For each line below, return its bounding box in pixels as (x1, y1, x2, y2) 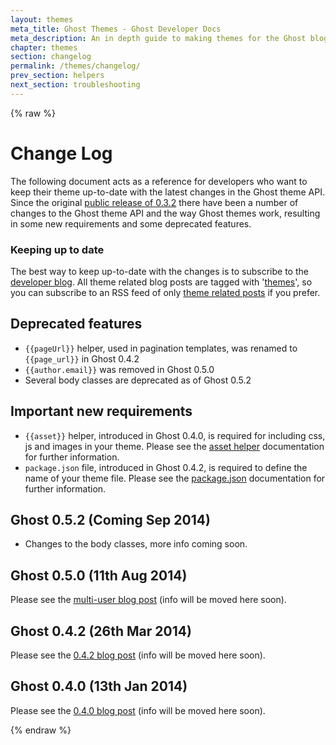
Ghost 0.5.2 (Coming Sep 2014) (10, 512, 211, 528)
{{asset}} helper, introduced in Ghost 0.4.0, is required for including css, (24, 429, 326, 441)
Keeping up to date (10, 242, 105, 256)
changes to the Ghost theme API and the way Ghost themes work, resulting (10, 207, 321, 219)
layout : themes (10, 14, 74, 25)
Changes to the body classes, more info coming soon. (24, 538, 248, 550)
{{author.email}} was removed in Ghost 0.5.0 (24, 363, 215, 375)
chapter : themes (10, 42, 78, 53)
